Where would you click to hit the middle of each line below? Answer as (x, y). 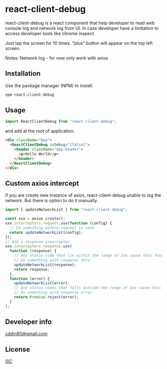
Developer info (29, 322)
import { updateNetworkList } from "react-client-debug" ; (66, 210)
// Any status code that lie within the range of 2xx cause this (83, 256)
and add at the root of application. (40, 131)
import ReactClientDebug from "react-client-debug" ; (61, 122)
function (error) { (30, 279)
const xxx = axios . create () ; (35, 219)
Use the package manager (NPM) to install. (49, 85)
